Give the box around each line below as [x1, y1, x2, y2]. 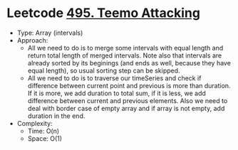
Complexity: [16, 119, 53, 127]
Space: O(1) [27, 134, 62, 143]
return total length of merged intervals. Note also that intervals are [27, 51, 222, 60]
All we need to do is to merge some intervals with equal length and [27, 43, 224, 52]
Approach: [16, 36, 48, 44]
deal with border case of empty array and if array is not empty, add [27, 104, 225, 112]
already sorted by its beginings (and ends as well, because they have [27, 58, 231, 67]
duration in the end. [27, 112, 86, 120]
